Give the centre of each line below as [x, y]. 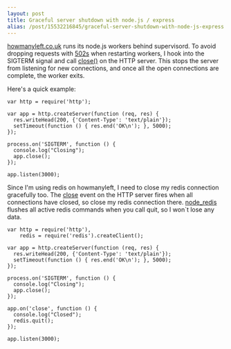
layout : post [26, 14]
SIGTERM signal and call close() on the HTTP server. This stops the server [113, 61]
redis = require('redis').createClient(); [82, 236]
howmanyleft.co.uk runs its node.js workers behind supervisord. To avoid [112, 46]
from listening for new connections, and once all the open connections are [113, 68]
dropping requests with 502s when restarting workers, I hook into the [106, 53]
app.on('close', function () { [52, 309]
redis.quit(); [34, 321]
